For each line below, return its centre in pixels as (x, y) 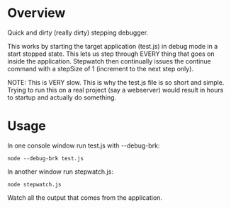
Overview (36, 13)
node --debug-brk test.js (45, 158)
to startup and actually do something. (62, 97)
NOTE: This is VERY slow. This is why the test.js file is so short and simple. (116, 82)
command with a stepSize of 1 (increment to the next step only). (100, 68)
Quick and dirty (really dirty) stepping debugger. (78, 32)
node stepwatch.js (34, 184)
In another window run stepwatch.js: (60, 172)
